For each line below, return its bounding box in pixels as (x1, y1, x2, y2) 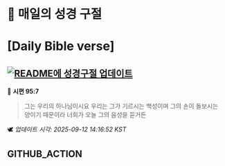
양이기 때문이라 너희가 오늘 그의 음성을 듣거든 (24, 111, 147, 119)
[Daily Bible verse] (7, 39, 115, 54)
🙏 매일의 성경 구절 (7, 6, 102, 22)
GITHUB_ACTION (7, 148, 83, 160)
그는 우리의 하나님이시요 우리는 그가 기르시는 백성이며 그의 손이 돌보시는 (24, 102, 219, 111)
